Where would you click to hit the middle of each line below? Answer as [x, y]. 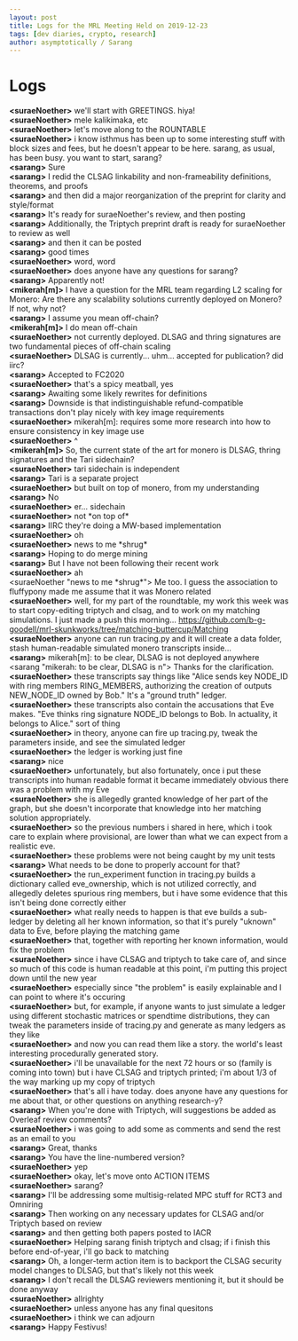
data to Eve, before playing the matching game [94, 931]
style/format [32, 205]
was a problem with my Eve [59, 790]
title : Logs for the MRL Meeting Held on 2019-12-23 [109, 26]
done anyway [34, 1290]
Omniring [26, 1204]
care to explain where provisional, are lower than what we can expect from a [149, 837]
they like [24, 1035]
